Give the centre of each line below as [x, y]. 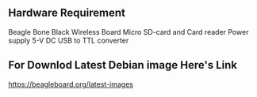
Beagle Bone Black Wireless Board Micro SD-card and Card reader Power [128, 32]
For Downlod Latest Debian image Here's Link [123, 65]
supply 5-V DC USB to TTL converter [69, 40]
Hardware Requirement [67, 13]
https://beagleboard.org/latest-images [71, 84]
